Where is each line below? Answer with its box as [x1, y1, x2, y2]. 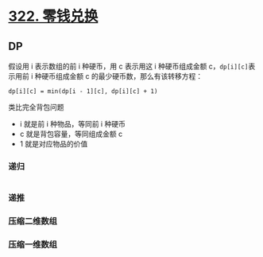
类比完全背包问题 [8, 103, 64, 111]
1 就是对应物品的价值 [19, 139, 88, 148]
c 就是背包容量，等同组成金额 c [19, 129, 123, 138]
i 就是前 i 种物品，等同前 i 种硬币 [19, 119, 126, 128]
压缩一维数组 [8, 239, 58, 251]
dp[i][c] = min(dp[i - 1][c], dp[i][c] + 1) [8, 88, 158, 95]
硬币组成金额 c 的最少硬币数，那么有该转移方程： [41, 72, 203, 80]
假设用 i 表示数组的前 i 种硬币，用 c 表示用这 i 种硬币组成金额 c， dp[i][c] [8, 61, 249, 71]
